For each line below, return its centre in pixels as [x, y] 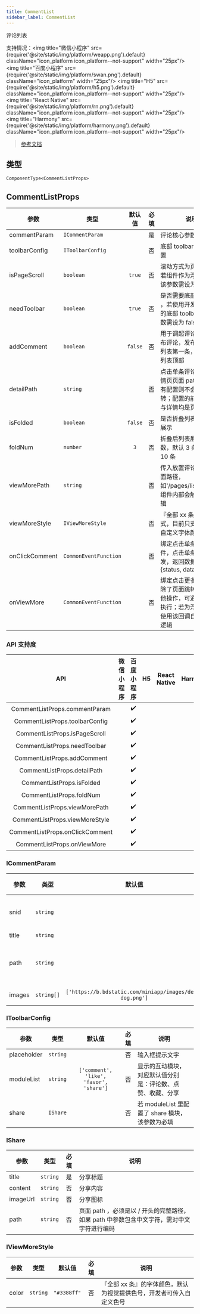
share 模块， [168, 1113]
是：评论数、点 [158, 1084]
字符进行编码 [97, 1229]
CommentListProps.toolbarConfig [61, 721]
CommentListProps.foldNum [61, 795]
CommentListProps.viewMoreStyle [61, 820]
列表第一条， [178, 351]
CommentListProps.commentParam [61, 709]
